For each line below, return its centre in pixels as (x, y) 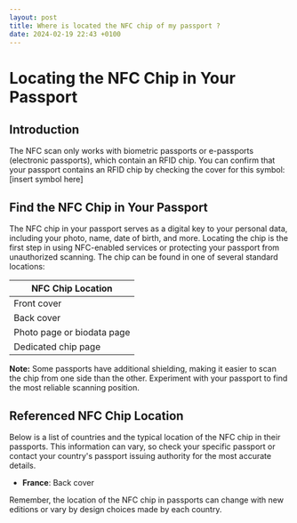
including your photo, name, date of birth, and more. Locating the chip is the (149, 238)
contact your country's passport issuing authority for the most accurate (140, 456)
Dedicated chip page (57, 347)
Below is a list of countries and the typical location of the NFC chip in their (145, 437)
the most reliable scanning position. (74, 388)
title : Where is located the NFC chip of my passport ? (115, 26)
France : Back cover (58, 483)
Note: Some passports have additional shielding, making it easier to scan (143, 369)
